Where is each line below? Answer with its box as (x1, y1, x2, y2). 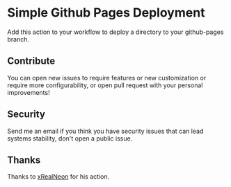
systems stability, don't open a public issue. (7, 134, 133, 143)
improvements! (7, 88, 50, 96)
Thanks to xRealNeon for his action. (7, 172, 110, 181)
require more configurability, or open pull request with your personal (7, 81, 203, 89)
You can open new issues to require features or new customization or (7, 73, 207, 82)
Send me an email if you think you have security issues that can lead (7, 127, 204, 135)
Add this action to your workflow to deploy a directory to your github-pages (7, 28, 224, 36)
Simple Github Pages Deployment (7, 5, 205, 21)
